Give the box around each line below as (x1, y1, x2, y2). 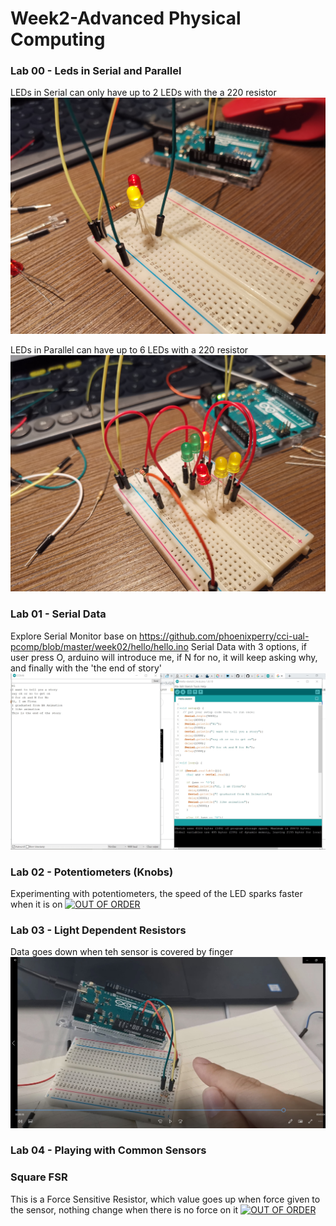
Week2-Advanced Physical (10, 7, 242, 30)
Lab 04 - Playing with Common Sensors (10, 1143, 207, 1157)
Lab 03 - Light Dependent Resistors (10, 923, 187, 937)
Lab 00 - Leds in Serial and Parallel (10, 64, 182, 78)
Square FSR (10, 1170, 68, 1184)
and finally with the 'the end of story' (10, 662, 162, 674)
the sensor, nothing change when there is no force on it (10, 1203, 239, 1216)
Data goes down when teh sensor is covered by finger (10, 946, 234, 958)
